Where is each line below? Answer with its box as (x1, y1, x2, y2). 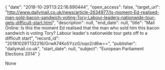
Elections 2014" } (5, 51, 41, 57)
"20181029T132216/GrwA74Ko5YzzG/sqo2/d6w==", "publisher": (5, 41, 137, 46)
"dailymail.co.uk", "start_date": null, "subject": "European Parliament (5, 46, 144, 51)
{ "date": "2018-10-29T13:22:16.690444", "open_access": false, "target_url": (5, 4, 161, 10)
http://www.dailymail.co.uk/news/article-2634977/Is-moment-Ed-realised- (7, 9, 160, 15)
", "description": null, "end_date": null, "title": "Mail (52, 20, 155, 25)
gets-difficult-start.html (5, 20, 53, 25)
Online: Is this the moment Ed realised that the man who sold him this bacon (5, 25, 160, 31)
